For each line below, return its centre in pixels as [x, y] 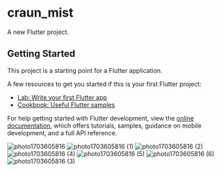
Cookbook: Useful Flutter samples [66, 105]
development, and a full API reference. [62, 132]
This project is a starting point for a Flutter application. [85, 70]
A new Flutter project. [38, 32]
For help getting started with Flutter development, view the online [101, 118]
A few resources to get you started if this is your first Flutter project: [104, 84]
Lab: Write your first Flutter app [62, 97]
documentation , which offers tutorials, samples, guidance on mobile [104, 126]
